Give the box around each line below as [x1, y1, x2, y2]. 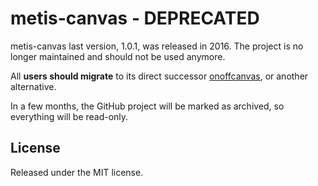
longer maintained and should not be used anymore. [10, 50, 226, 62]
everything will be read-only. [10, 110, 129, 122]
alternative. [10, 80, 57, 92]
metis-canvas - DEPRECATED [10, 7, 260, 30]
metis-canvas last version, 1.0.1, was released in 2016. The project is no [10, 40, 304, 52]
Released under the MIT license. [10, 166, 144, 178]
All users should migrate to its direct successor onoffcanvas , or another [10, 70, 309, 82]
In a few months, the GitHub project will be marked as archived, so [10, 100, 285, 112]
